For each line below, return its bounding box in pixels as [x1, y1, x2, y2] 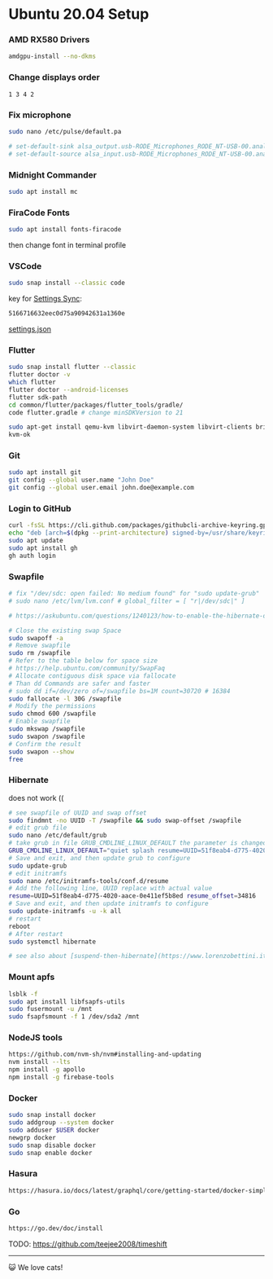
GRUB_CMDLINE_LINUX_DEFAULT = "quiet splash [8, 846, 154, 855]
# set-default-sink [8, 142, 75, 151]
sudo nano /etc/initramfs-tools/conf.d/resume [8, 877, 169, 885]
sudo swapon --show [8, 747, 75, 756]
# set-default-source [8, 150, 82, 158]
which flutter [8, 378, 57, 387]
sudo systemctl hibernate [8, 938, 96, 946]
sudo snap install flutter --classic [8, 363, 136, 371]
